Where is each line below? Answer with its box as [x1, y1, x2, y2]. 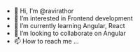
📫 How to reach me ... [13, 37, 79, 45]
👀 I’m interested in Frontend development [13, 14, 133, 22]
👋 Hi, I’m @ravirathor [13, 7, 74, 15]
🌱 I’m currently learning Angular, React [13, 22, 125, 30]
